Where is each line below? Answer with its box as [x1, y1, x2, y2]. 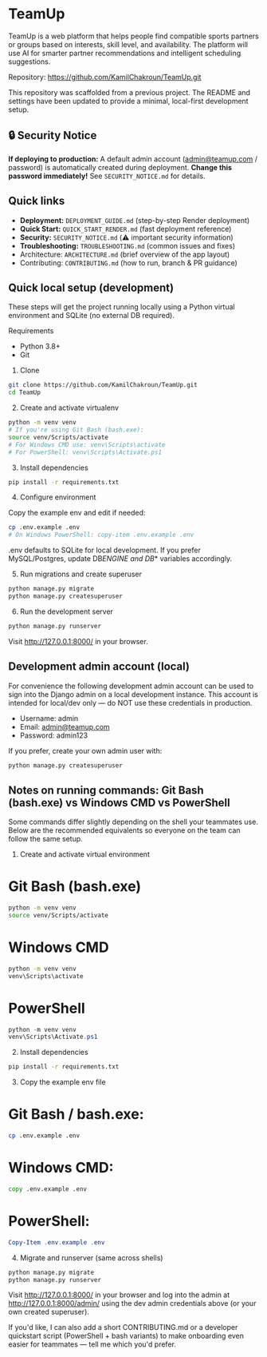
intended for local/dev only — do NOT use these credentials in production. [8, 698, 253, 707]
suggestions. [8, 57, 51, 66]
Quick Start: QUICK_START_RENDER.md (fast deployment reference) [19, 224, 232, 233]
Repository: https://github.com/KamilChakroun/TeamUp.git [8, 72, 202, 82]
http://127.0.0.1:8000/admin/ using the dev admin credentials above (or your [8, 1299, 257, 1308]
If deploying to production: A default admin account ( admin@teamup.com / [8, 153, 257, 164]
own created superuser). [8, 1307, 90, 1317]
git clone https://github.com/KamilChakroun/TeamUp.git [8, 381, 198, 389]
